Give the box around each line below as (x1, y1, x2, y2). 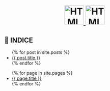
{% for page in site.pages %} (11, 70, 73, 76)
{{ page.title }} (11, 75, 42, 81)
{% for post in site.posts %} (11, 49, 70, 55)
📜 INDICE (4, 36, 34, 44)
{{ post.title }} (11, 55, 41, 60)
